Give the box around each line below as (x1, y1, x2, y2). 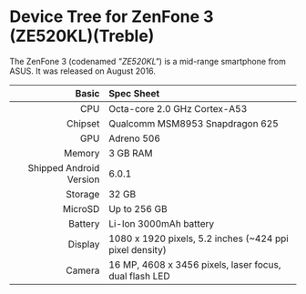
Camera (66, 264, 100, 277)
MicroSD (62, 202, 100, 215)
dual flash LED (108, 269, 170, 282)
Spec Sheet (108, 86, 160, 99)
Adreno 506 (108, 132, 161, 145)
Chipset (66, 117, 100, 129)
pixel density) (108, 243, 167, 256)
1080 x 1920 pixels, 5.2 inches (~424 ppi (108, 232, 289, 245)
